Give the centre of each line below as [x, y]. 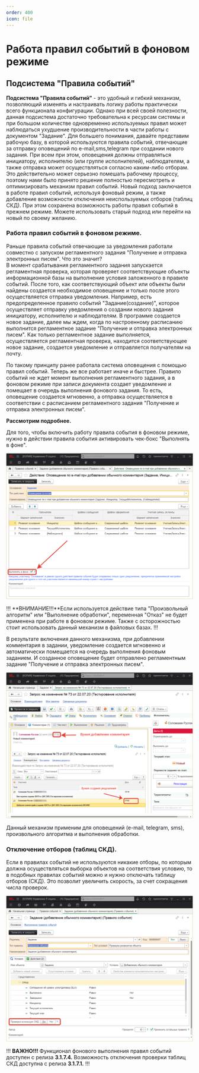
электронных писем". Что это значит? [54, 259]
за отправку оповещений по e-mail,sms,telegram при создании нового [95, 148]
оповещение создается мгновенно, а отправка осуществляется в [89, 397]
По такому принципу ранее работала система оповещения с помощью [96, 365]
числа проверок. [28, 888]
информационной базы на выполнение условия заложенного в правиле [97, 278]
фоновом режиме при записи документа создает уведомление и [89, 384]
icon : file [20, 19]
